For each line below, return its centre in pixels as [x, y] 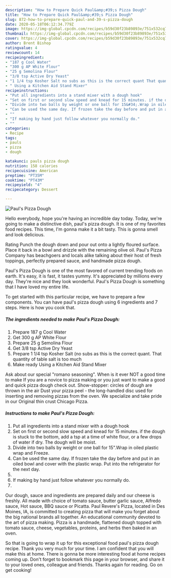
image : [12, 29]
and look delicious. [25, 235]
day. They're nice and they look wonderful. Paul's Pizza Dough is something [85, 281]
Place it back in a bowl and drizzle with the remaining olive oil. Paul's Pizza [83, 250]
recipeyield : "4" [24, 185]
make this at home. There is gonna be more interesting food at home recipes [85, 554]
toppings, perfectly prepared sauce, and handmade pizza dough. [74, 261]
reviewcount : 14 [22, 52]
